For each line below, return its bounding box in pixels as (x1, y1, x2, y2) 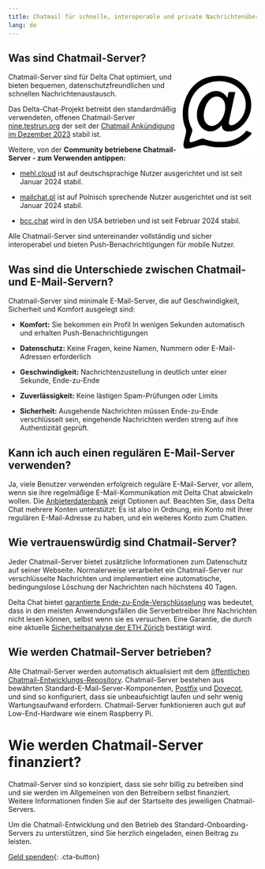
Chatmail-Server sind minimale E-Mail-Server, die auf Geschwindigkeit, (8, 297, 240, 306)
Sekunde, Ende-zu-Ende (19, 376, 100, 385)
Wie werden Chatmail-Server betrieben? (8, 645, 212, 659)
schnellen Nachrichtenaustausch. (8, 89, 117, 99)
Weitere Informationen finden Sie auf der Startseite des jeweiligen (8, 795, 222, 806)
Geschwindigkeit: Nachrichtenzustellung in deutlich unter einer (19, 368, 227, 377)
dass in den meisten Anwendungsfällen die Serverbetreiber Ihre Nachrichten (8, 606, 257, 615)
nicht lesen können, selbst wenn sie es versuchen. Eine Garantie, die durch (8, 614, 252, 624)
